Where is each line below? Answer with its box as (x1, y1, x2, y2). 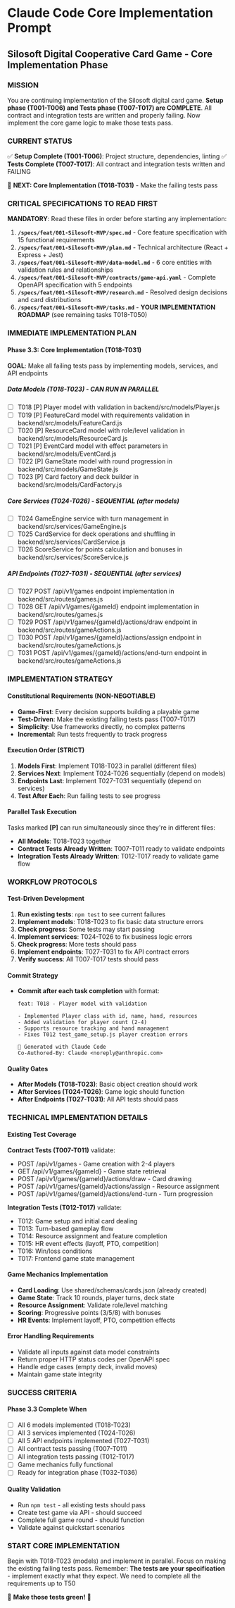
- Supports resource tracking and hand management (17, 1025, 170, 1033)
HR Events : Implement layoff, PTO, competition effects (17, 1316, 176, 1324)
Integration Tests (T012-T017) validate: (7, 1203, 122, 1211)
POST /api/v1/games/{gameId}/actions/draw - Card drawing (17, 1174, 192, 1183)
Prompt (7, 20, 51, 36)
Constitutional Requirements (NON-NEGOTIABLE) (7, 692, 156, 700)
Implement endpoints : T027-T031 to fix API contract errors (17, 947, 190, 956)
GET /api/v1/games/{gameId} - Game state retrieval (17, 1167, 167, 1176)
